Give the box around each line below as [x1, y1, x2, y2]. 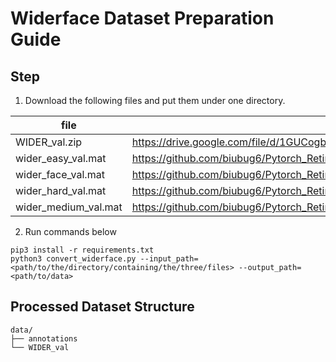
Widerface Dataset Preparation [10, 7, 275, 30]
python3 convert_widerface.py [10, 254, 137, 264]
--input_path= [139, 254, 199, 264]
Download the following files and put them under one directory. [24, 95, 286, 106]
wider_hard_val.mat [15, 184, 107, 197]
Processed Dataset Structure [10, 298, 195, 316]
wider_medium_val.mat [15, 200, 123, 214]
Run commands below [24, 226, 117, 237]
